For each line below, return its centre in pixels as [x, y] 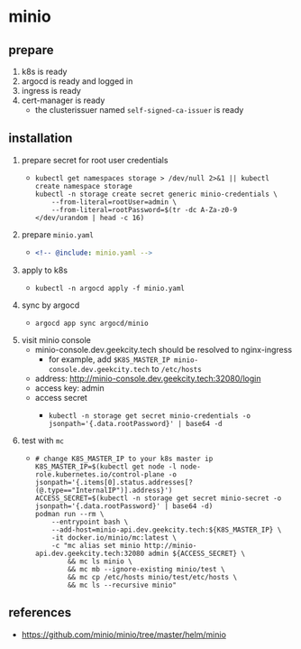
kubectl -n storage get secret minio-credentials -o [150, 416]
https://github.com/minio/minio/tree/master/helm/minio [124, 635]
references [40, 612]
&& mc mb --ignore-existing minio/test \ [146, 569]
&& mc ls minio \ [100, 561]
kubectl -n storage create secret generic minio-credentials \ [156, 194]
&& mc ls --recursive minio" [122, 585]
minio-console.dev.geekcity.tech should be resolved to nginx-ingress [164, 349]
